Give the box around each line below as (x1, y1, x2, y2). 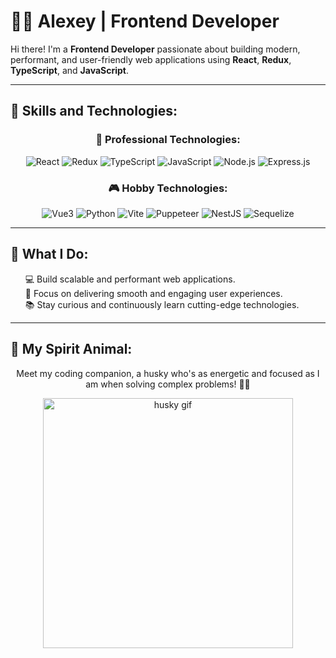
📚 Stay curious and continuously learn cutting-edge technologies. (24, 298, 300, 310)
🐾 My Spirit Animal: (10, 341, 133, 358)
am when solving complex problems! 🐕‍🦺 (85, 378, 251, 390)
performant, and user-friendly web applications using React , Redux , (10, 53, 292, 65)
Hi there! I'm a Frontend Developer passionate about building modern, (10, 43, 301, 55)
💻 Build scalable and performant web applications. (24, 273, 236, 285)
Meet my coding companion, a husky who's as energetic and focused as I (16, 367, 320, 379)
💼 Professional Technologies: (95, 133, 241, 147)
